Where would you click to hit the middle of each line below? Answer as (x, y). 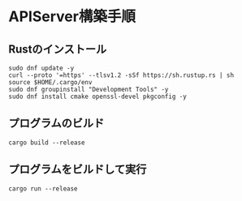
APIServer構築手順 (72, 17)
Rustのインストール (58, 49)
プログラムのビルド (56, 124)
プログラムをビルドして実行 (78, 170)
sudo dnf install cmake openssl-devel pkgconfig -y (97, 96)
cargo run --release (43, 188)
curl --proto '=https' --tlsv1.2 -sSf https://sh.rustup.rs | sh (121, 75)
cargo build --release (47, 143)
